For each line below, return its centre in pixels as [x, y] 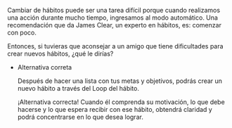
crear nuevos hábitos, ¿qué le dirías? [60, 53]
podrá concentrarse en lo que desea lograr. [80, 117]
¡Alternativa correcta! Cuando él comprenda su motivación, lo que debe [121, 102]
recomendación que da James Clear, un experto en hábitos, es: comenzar [114, 25]
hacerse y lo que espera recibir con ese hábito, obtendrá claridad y [115, 109]
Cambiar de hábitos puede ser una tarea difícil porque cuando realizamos [114, 10]
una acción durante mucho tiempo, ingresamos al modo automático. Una [112, 18]
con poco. [22, 32]
